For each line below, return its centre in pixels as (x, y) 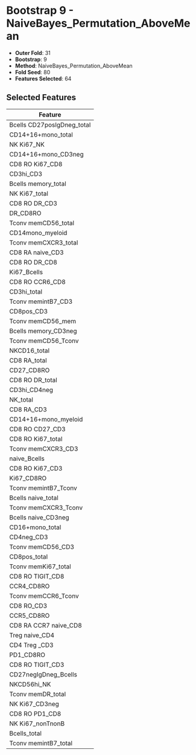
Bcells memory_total (38, 184)
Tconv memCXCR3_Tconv (46, 507)
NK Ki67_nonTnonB (37, 724)
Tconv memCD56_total (42, 223)
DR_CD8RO (25, 213)
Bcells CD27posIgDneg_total (50, 124)
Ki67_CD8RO (28, 478)
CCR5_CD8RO (30, 615)
